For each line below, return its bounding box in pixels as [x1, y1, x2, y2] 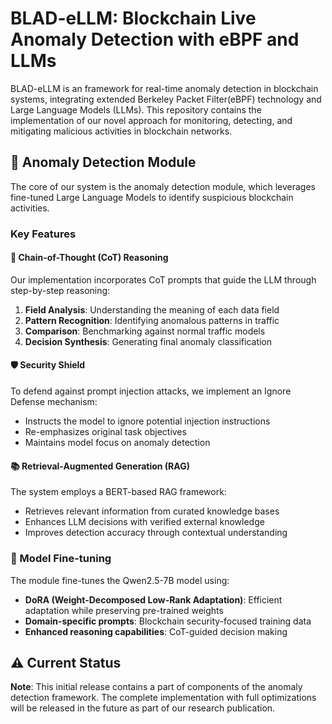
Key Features [10, 227, 77, 241]
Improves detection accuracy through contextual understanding [24, 527, 288, 539]
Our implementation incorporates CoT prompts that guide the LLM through [10, 273, 317, 286]
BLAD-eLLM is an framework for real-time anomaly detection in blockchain [10, 82, 319, 94]
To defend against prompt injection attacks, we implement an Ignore [10, 385, 292, 397]
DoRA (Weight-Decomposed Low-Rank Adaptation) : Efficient [24, 593, 283, 606]
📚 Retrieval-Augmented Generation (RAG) [10, 460, 190, 472]
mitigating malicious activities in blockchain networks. [10, 125, 233, 137]
